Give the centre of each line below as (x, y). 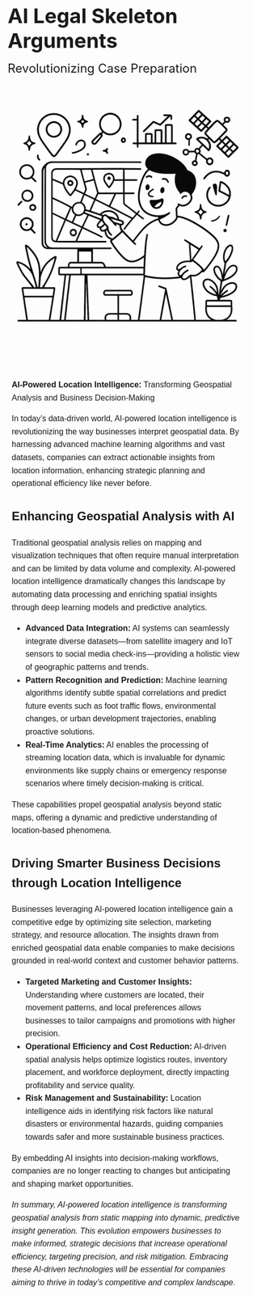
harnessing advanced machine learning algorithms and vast (118, 445)
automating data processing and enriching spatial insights (114, 595)
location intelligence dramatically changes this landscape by (118, 581)
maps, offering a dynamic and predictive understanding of (114, 817)
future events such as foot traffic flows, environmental (120, 706)
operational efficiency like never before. (82, 483)
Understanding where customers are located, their (115, 995)
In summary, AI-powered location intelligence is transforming (119, 1205)
